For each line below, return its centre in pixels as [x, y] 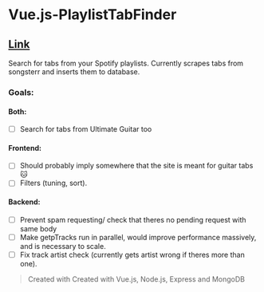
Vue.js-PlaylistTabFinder [93, 15]
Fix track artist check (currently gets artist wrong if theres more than [132, 255]
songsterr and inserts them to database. [74, 72]
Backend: [24, 202]
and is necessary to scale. [63, 246]
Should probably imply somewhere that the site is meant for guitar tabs [136, 166]
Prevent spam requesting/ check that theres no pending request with [133, 219]
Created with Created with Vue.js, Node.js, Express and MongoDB [136, 279]
